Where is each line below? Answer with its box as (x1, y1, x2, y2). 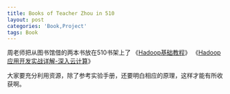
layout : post (7, 16, 44, 23)
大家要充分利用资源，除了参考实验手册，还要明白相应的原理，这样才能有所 (7, 72, 217, 80)
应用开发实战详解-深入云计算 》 (7, 57, 94, 65)
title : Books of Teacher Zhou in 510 (7, 10, 115, 17)
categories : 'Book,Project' (7, 22, 88, 29)
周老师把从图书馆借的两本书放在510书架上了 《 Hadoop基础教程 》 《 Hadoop (7, 48, 221, 57)
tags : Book (7, 29, 38, 36)
